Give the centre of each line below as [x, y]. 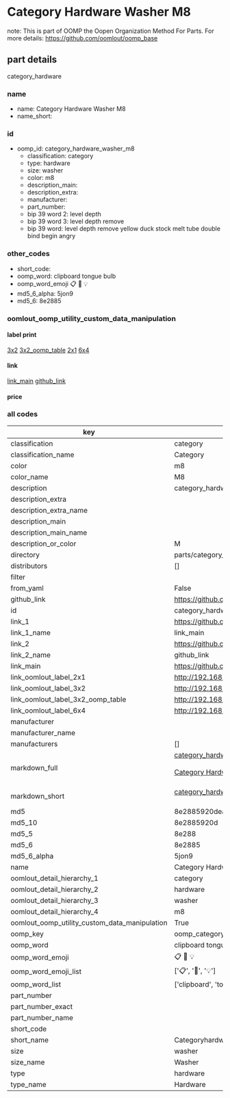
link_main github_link [37, 381]
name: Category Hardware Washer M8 [71, 109]
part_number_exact [42, 1006]
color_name [29, 476]
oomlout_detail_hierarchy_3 [54, 900]
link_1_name [31, 633]
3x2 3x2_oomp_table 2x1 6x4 [48, 350]
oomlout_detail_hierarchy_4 [54, 911]
